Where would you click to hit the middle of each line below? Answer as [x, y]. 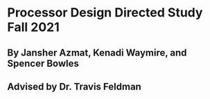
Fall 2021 [34, 27]
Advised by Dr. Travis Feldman [75, 86]
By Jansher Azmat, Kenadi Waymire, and [97, 53]
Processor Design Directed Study [105, 13]
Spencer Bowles [43, 63]
